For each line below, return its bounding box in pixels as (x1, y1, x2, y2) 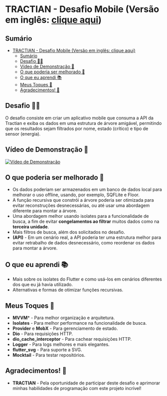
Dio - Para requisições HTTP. (12, 331, 73, 337)
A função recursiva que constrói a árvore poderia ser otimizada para (12, 197, 154, 203)
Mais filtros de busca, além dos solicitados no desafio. (12, 229, 125, 235)
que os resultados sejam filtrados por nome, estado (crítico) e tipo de (5, 125, 149, 131)
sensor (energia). (5, 130, 41, 137)
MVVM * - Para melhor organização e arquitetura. (12, 315, 115, 321)
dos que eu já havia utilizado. (12, 282, 73, 288)
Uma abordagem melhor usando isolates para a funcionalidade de (12, 213, 149, 219)
